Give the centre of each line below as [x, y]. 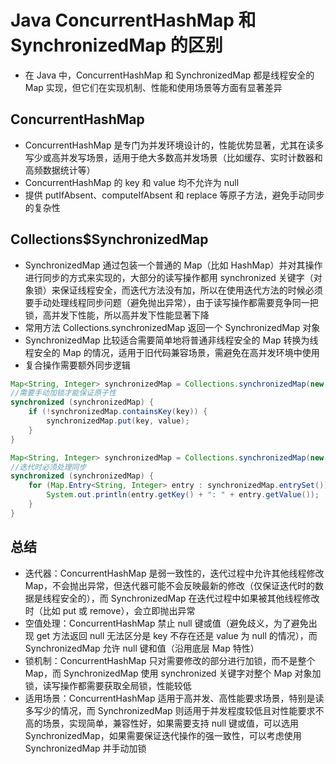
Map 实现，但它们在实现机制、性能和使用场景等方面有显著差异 [153, 87]
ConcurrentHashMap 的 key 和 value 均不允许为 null [132, 182]
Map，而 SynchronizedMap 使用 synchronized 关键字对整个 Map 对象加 [173, 673]
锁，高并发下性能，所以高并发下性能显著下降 [117, 315]
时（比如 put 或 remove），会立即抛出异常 [110, 610]
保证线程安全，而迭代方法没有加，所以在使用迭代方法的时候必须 [191, 290]
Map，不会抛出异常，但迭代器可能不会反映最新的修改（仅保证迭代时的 [169, 585]
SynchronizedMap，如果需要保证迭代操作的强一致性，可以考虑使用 [163, 735]
